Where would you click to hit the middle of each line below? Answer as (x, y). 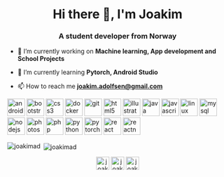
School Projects (41, 59)
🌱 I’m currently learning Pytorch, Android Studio (88, 72)
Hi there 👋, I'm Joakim (118, 14)
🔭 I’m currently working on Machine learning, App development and (117, 51)
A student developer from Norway (118, 36)
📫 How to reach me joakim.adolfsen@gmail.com (90, 86)
